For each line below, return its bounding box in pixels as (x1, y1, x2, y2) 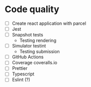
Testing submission (19, 49, 60, 55)
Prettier (12, 65, 28, 71)
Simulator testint (12, 43, 46, 49)
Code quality (5, 4, 60, 15)
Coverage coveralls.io (12, 60, 57, 66)
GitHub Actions (12, 54, 44, 60)
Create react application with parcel (12, 20, 86, 26)
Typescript (12, 71, 35, 77)
